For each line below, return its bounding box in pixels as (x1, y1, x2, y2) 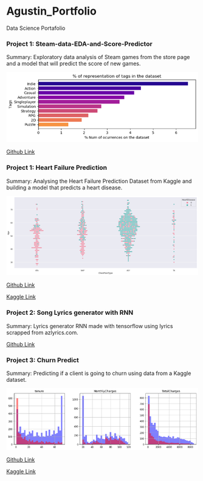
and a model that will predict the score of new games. (6, 60, 141, 68)
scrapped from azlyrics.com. (6, 329, 78, 336)
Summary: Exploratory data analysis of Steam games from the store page (6, 54, 190, 61)
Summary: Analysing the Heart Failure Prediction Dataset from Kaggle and (6, 177, 192, 184)
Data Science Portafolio (6, 24, 66, 32)
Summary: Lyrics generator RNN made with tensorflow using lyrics (6, 322, 173, 329)
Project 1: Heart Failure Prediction (6, 163, 108, 172)
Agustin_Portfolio (6, 4, 97, 18)
